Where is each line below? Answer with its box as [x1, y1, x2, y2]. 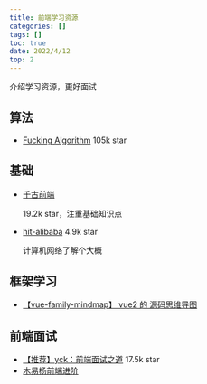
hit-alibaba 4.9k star [22, 226, 98, 237]
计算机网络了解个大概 [22, 245, 102, 256]
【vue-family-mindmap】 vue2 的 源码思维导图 [22, 299, 198, 310]
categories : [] [9, 22, 67, 31]
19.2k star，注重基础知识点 [22, 208, 123, 219]
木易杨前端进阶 [22, 365, 79, 376]
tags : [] [9, 30, 42, 39]
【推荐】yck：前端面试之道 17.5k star [22, 354, 160, 365]
